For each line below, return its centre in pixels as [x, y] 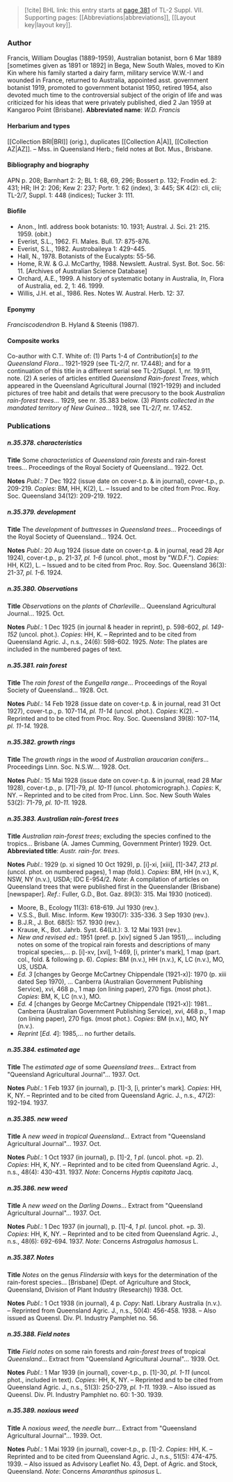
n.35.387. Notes [31, 1257]
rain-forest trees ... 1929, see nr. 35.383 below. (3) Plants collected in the [111, 401]
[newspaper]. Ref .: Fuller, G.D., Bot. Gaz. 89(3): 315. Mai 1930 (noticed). [110, 894]
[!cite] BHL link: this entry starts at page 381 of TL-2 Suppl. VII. [114, 10]
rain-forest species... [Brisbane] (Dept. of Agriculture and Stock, [99, 1282]
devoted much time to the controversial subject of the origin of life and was [115, 95]
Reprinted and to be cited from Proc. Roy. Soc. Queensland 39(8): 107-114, [114, 719]
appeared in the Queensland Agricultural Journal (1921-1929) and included [114, 385]
